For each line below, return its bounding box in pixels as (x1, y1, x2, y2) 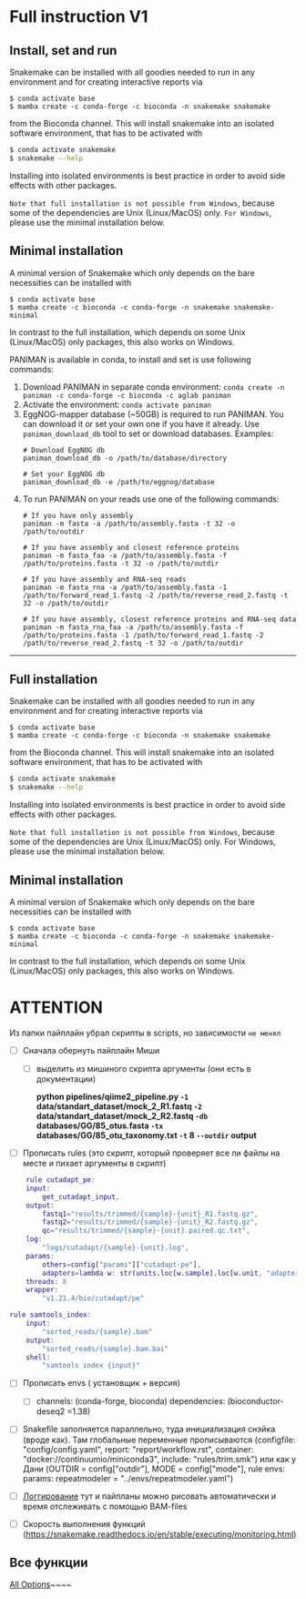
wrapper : (25, 1286, 59, 1295)
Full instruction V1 (9, 6, 148, 27)
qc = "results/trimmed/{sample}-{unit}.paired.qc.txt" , (42, 1227, 250, 1236)
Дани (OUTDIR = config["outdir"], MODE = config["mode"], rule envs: (22, 1463, 285, 1474)
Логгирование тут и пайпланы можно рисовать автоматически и (22, 1491, 277, 1502)
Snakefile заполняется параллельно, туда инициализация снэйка (22, 1423, 276, 1435)
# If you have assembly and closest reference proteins (22, 543, 240, 552)
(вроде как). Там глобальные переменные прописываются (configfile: (22, 1434, 296, 1445)
